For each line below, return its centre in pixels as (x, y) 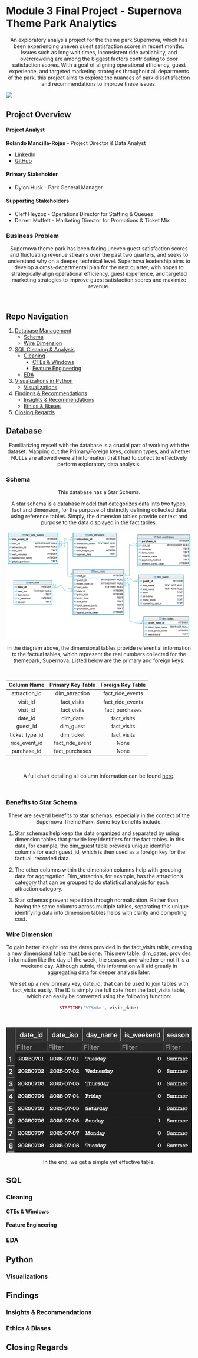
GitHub (23, 160)
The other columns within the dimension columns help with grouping (98, 870)
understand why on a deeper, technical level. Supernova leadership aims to (99, 261)
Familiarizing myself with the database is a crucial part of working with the (99, 445)
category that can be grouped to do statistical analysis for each (92, 882)
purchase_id (27, 751)
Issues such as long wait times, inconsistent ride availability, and (99, 52)
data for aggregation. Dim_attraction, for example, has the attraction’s (99, 876)
